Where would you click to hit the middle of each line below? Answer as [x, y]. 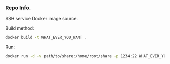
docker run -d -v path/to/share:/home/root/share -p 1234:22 [71, 56]
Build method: [20, 28]
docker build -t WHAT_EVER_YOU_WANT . [46, 38]
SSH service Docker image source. [42, 19]
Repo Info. [18, 8]
